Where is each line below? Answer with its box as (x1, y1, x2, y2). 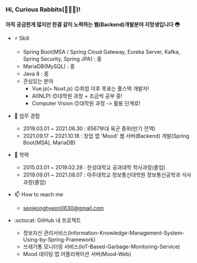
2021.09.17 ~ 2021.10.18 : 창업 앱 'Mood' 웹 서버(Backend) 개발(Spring (22, 133, 190, 140)
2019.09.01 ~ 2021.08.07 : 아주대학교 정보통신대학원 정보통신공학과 (22, 171, 181, 178)
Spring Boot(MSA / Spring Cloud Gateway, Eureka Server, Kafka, (22, 49, 180, 56)
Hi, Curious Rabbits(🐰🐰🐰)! (5, 5, 81, 14)
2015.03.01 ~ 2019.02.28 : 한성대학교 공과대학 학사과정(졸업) (22, 164, 166, 171)
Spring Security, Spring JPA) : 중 (22, 56, 102, 63)
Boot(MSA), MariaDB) (22, 139, 76, 146)
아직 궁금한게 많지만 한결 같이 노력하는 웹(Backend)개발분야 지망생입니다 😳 (5, 21, 180, 28)
